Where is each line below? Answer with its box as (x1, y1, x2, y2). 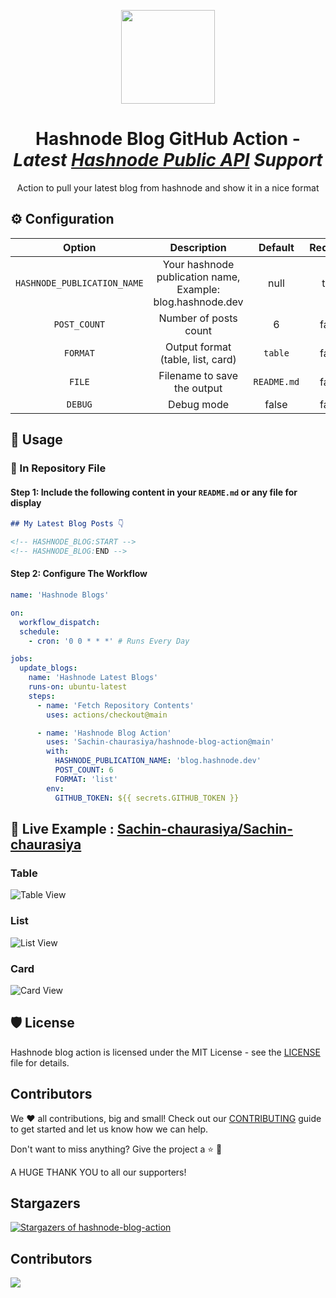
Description (169, 240, 227, 254)
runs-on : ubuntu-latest (28, 682, 128, 692)
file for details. (10, 1056, 70, 1069)
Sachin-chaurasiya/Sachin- (116, 820, 293, 837)
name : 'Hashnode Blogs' (10, 590, 110, 600)
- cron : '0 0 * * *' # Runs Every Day (28, 636, 190, 646)
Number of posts (158, 311, 238, 325)
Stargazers (10, 1195, 81, 1212)
